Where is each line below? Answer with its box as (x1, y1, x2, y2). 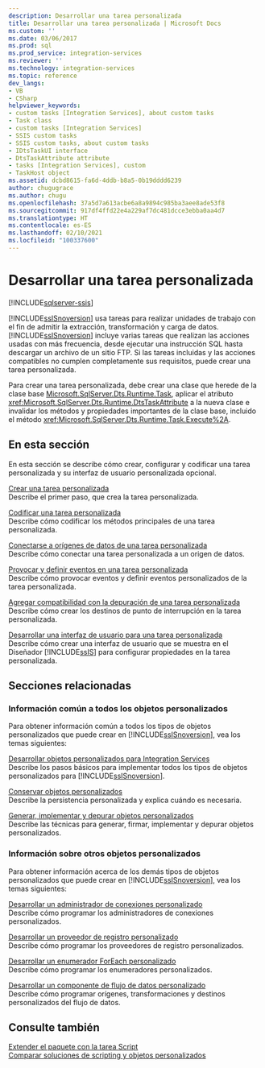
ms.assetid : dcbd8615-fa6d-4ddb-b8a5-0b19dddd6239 (8, 176, 182, 185)
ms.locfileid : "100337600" (8, 237, 99, 245)
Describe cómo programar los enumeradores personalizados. (8, 964, 213, 975)
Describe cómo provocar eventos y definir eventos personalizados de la (8, 573, 247, 582)
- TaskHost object (8, 169, 70, 177)
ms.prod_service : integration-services (8, 49, 143, 57)
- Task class (8, 117, 52, 125)
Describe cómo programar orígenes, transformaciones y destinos (8, 988, 226, 999)
